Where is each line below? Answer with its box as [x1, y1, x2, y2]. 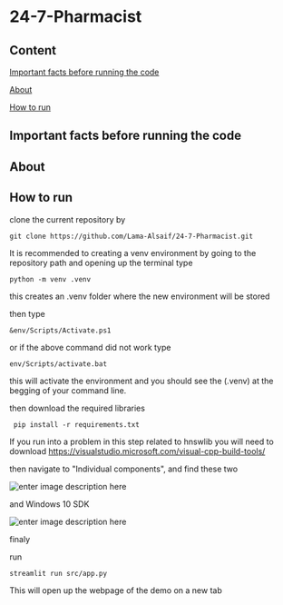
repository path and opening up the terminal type [9, 257, 193, 268]
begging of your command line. [9, 384, 127, 396]
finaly [9, 533, 31, 544]
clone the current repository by [9, 213, 126, 224]
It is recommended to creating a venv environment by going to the [9, 247, 257, 258]
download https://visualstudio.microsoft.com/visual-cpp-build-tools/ [9, 445, 266, 456]
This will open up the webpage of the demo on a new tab [9, 584, 222, 596]
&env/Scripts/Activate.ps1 [9, 325, 112, 335]
